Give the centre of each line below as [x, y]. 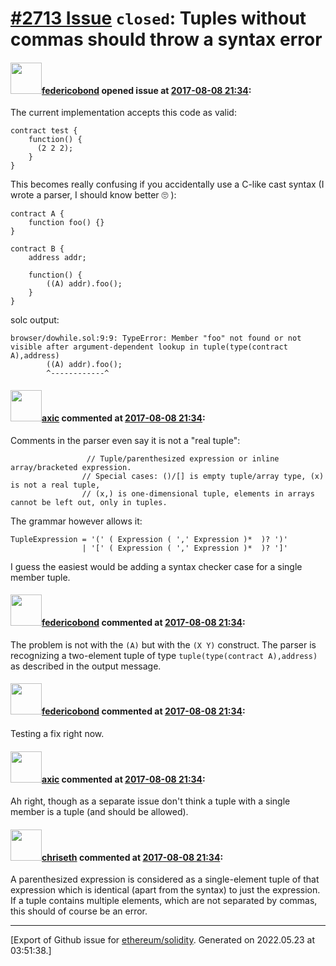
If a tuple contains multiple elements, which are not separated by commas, [164, 901]
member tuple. [40, 577]
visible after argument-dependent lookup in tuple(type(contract [149, 347]
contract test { [44, 131]
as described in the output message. [86, 666]
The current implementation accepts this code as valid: [123, 113]
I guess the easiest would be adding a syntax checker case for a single [156, 566]
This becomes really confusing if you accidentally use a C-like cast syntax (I [167, 184]
